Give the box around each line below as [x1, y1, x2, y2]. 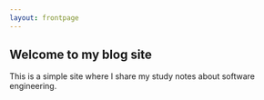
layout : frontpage [9, 13, 79, 23]
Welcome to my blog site [9, 47, 153, 63]
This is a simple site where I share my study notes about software [9, 71, 255, 82]
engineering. [9, 81, 57, 92]
